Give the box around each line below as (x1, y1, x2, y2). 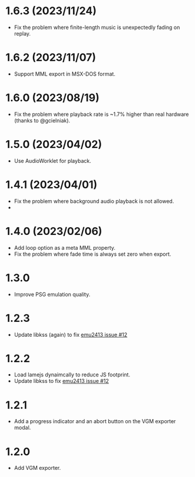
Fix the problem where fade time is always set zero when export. (14, 250, 171, 257)
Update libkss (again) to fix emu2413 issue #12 (14, 331, 128, 338)
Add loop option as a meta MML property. (14, 244, 116, 251)
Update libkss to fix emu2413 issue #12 (14, 378, 110, 385)
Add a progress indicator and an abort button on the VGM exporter (14, 418, 176, 425)
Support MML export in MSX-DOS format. (14, 70, 115, 78)
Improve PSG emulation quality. (14, 291, 91, 298)
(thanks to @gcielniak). (14, 117, 71, 124)
